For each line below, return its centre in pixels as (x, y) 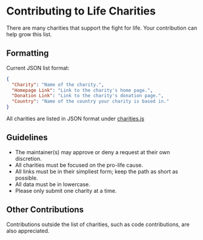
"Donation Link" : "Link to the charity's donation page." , (88, 96)
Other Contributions (45, 210)
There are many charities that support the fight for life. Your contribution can (102, 28)
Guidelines (27, 138)
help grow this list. (29, 34)
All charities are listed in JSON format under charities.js (75, 118)
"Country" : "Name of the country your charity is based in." (91, 102)
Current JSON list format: (38, 68)
